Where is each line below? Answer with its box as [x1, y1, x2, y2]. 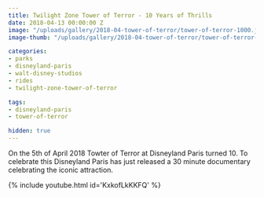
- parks [8, 55, 34, 63]
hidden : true [8, 127, 51, 135]
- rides [8, 76, 34, 85]
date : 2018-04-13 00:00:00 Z [8, 19, 104, 27]
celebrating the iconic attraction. [8, 166, 114, 174]
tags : [8, 98, 26, 106]
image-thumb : [8, 33, 51, 42]
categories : [8, 48, 47, 56]
